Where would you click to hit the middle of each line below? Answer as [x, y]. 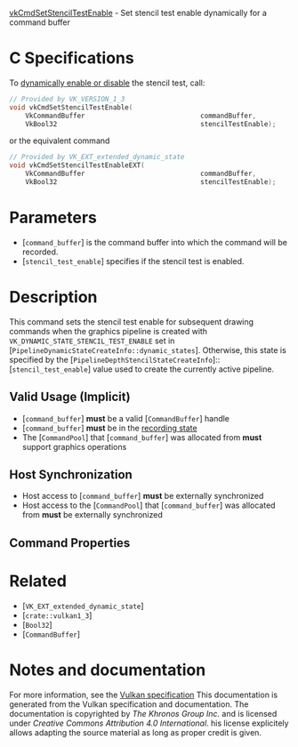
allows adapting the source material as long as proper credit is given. [136, 732]
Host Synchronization [71, 475]
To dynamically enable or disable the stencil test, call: [107, 83]
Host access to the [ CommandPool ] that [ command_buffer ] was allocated [149, 505]
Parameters [53, 218]
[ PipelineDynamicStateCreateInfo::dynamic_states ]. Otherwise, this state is [148, 349]
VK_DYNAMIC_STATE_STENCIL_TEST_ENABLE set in [92, 341]
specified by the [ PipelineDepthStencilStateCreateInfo [111, 359]
